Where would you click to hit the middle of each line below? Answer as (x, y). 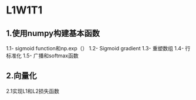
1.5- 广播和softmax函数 (50, 56)
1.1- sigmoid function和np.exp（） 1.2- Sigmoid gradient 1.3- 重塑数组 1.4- (95, 48)
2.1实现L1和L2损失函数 (33, 91)
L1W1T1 (24, 10)
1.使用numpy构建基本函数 (53, 33)
